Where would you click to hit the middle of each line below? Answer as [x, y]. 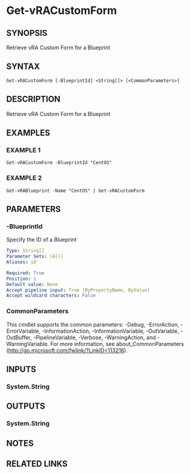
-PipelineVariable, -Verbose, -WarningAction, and [94, 337]
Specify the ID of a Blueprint [41, 240]
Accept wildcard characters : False [51, 296]
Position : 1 [21, 279]
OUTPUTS [26, 407]
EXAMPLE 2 [24, 178]
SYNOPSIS [27, 33]
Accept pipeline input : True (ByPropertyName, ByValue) [78, 290]
